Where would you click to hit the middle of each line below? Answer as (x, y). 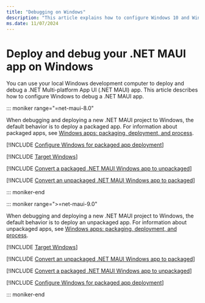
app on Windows (50, 66)
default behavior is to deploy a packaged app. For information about (92, 126)
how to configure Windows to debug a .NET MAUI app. (75, 97)
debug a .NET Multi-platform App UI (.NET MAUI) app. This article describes (102, 90)
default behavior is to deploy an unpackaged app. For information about (97, 222)
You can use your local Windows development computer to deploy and (95, 84)
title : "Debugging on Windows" (46, 12)
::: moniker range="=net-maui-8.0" (50, 108)
